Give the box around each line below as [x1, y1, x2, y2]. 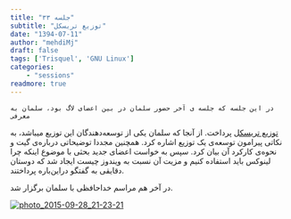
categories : [10, 63, 54, 72]
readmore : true [10, 79, 67, 88]
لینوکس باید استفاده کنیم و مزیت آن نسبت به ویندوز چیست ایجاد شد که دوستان [10, 155, 271, 166]
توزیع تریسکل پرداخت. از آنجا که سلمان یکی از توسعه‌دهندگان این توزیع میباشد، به [10, 126, 279, 138]
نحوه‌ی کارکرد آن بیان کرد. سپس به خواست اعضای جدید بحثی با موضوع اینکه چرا [10, 146, 278, 157]
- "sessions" [26, 71, 75, 80]
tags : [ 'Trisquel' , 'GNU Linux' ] [10, 54, 135, 63]
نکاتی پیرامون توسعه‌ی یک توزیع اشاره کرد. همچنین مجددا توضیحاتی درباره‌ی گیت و [10, 136, 283, 147]
